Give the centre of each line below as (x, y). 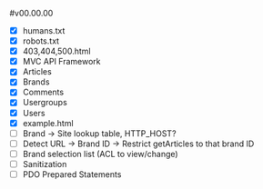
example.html (48, 123)
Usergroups (45, 103)
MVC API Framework (62, 62)
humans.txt (44, 30)
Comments (43, 92)
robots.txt (41, 41)
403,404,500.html (56, 51)
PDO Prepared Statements (72, 174)
